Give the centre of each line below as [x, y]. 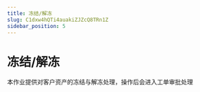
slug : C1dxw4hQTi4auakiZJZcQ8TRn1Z [58, 20]
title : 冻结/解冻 [30, 13]
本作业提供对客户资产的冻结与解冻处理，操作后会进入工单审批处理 [100, 82]
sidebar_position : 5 [37, 26]
